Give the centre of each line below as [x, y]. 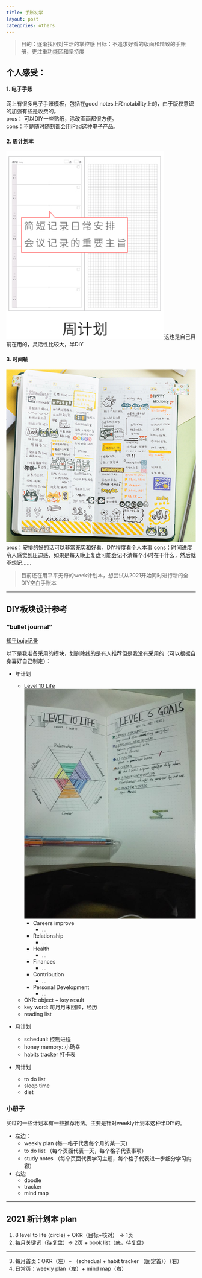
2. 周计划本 [20, 141]
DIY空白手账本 [39, 583]
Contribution [48, 974]
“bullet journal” [29, 626]
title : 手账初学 [25, 13]
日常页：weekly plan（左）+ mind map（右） [71, 1268]
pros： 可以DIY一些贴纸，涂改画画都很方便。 [62, 118]
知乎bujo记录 [22, 641]
